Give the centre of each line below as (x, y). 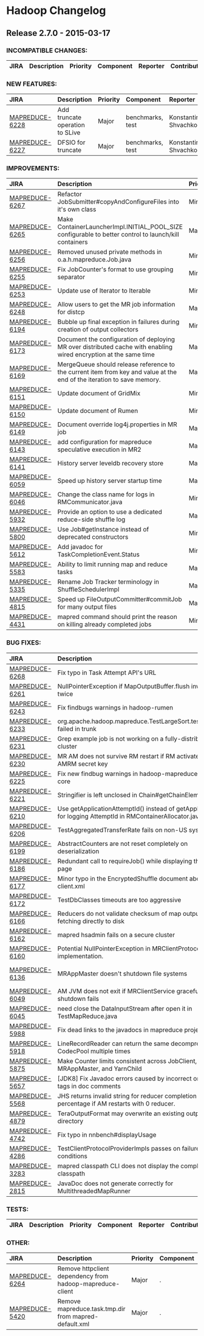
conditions (73, 1156)
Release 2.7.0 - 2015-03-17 (58, 33)
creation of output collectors (98, 330)
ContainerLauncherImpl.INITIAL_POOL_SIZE (120, 227)
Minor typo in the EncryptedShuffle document (123, 878)
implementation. (80, 956)
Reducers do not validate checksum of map (119, 913)
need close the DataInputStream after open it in (125, 1008)
